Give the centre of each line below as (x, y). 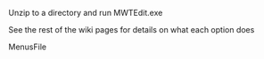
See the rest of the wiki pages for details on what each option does (132, 29)
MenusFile (27, 47)
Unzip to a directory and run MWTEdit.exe (86, 13)
